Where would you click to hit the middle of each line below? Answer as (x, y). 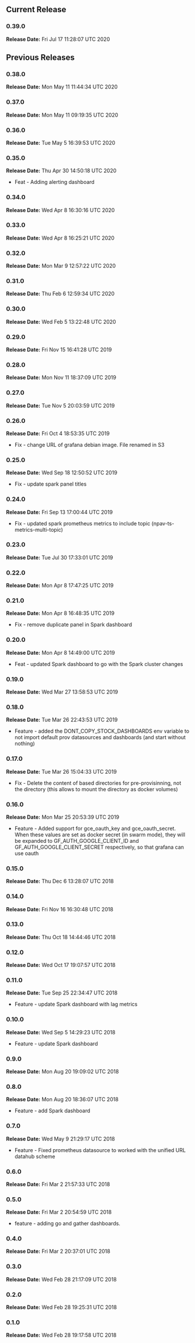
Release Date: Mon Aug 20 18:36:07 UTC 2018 (62, 1099)
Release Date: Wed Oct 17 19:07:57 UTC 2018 (61, 965)
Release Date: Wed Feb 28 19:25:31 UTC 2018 (62, 1307)
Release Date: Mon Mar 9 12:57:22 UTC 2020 (61, 266)
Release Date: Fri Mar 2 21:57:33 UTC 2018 (58, 1184)
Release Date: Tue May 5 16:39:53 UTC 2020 (61, 142)
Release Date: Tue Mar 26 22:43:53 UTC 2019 (62, 720)
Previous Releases (40, 58)
